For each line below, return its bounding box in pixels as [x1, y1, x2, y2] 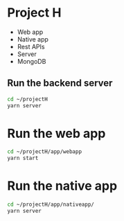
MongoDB [17, 57, 46, 65]
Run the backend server [7, 78, 113, 89]
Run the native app [7, 178, 118, 194]
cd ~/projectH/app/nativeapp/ [7, 201, 95, 209]
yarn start [7, 154, 39, 162]
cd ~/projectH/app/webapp [7, 148, 82, 155]
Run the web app [7, 125, 106, 141]
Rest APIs [17, 42, 45, 51]
